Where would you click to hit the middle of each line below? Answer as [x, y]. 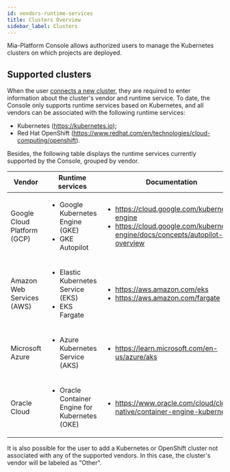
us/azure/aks [136, 357]
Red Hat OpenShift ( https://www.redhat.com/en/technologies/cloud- [114, 133]
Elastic [70, 272]
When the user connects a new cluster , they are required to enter [99, 91]
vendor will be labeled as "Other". [54, 463]
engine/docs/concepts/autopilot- [169, 235]
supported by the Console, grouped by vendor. [73, 161]
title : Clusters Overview [44, 20]
